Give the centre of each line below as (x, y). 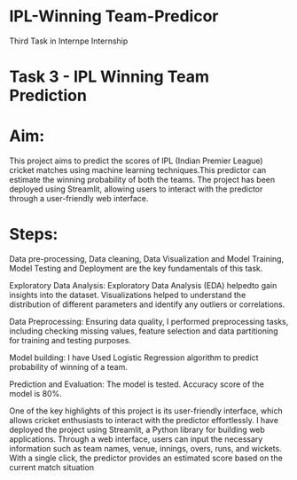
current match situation (52, 467)
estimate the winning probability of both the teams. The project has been (142, 180)
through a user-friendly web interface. (79, 199)
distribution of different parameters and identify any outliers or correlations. (147, 304)
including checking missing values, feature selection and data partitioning (144, 331)
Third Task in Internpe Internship (69, 41)
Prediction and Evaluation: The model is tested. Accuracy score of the (137, 384)
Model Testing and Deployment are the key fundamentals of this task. (136, 268)
